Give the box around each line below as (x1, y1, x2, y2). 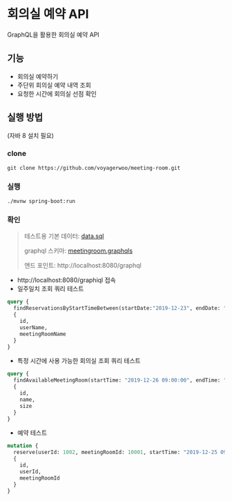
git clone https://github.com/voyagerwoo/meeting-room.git (7, 164, 181, 171)
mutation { (7, 442, 39, 449)
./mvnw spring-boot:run (7, 198, 76, 205)
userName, (19, 324, 48, 331)
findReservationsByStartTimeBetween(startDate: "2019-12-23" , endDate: (13, 305, 221, 312)
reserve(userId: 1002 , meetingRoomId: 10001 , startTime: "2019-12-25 (13, 449, 217, 456)
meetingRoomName (19, 331, 67, 337)
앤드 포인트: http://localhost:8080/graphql (23, 262, 142, 270)
